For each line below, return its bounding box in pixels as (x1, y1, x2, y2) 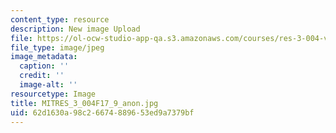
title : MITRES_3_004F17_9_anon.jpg (10, 98, 159, 108)
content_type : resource (10, 14, 110, 25)
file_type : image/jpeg (10, 42, 105, 53)
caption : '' (19, 61, 70, 71)
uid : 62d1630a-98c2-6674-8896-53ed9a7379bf (10, 107, 195, 118)
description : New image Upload (10, 24, 141, 34)
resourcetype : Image (10, 89, 97, 99)
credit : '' (19, 71, 65, 81)
